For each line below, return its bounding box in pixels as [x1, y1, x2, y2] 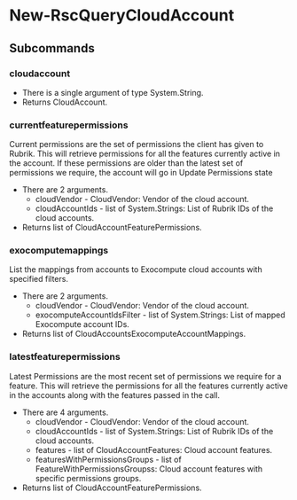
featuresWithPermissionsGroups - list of [35, 454, 182, 465]
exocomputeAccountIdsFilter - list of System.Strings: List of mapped [35, 309, 285, 320]
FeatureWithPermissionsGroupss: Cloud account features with [35, 463, 263, 474]
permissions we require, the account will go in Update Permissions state [9, 168, 273, 178]
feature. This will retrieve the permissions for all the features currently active [9, 380, 288, 391]
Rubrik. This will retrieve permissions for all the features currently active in [9, 148, 281, 160]
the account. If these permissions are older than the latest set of [9, 158, 244, 168]
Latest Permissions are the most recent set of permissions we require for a [9, 371, 282, 381]
